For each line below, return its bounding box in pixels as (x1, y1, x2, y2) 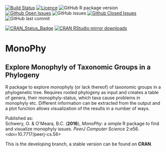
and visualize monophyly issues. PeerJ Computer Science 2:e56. (5, 126, 139, 132)
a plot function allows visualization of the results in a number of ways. (5, 106, 150, 111)
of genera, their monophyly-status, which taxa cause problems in (5, 95, 141, 101)
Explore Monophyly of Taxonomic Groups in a (5, 63, 151, 71)
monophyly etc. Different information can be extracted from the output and (5, 100, 160, 106)
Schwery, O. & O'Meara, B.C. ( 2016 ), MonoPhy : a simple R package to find (5, 121, 159, 126)
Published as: (5, 115, 34, 121)
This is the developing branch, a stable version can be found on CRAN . (5, 141, 152, 147)
